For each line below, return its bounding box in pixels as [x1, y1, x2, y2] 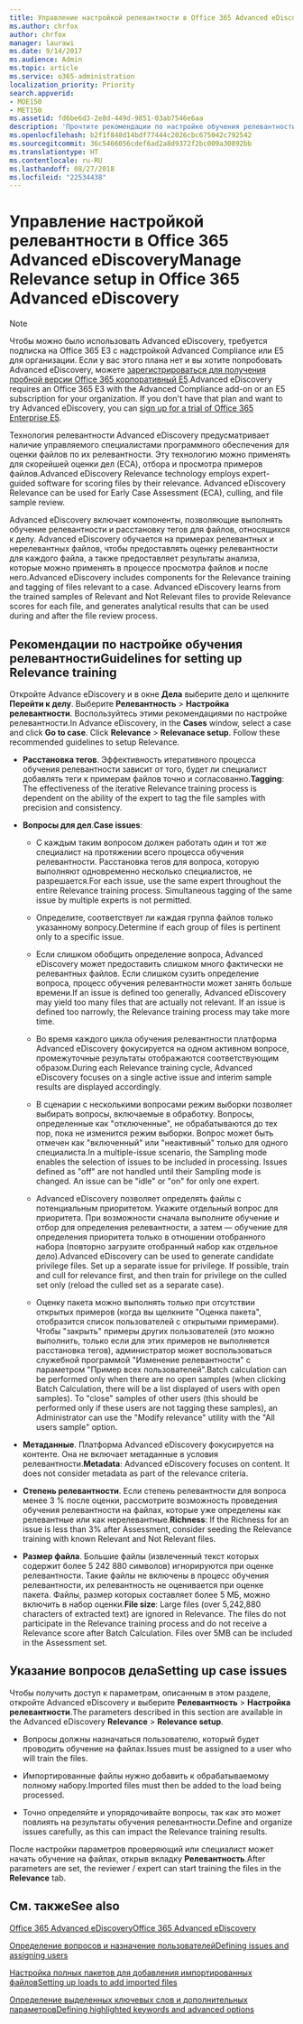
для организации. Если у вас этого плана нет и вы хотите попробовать [9, 355, 282, 366]
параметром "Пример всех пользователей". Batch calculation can [35, 1364, 287, 1375]
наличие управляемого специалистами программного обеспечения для [9, 440, 289, 450]
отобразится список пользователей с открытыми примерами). [35, 1316, 280, 1327]
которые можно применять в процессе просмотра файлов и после [9, 562, 269, 573]
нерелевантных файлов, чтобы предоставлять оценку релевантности [9, 543, 278, 554]
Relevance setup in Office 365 [9, 269, 241, 290]
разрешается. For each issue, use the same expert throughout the [35, 876, 281, 886]
